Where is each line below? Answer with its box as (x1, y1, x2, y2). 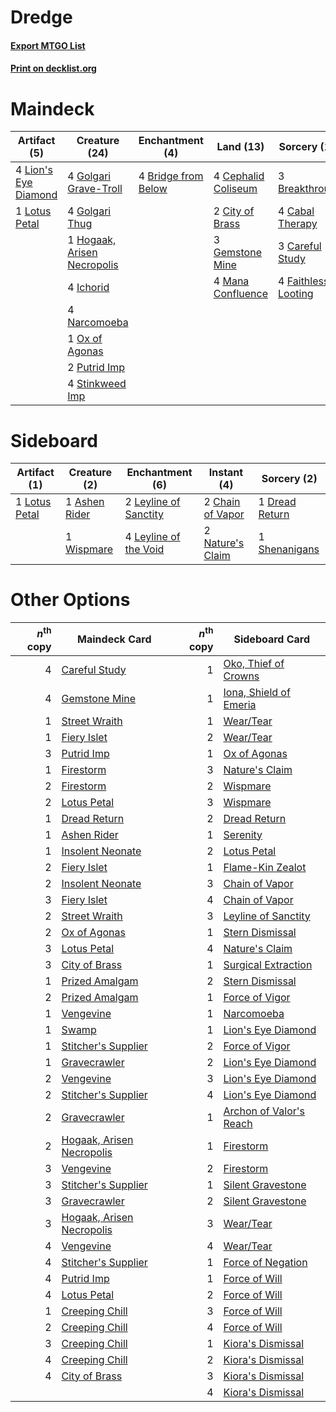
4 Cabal (278, 204, 315, 218)
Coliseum (213, 182, 258, 196)
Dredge (10, 6, 73, 29)
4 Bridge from (138, 169, 204, 183)
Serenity (223, 827, 263, 841)
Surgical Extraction (223, 957, 313, 971)
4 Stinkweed (67, 377, 127, 391)
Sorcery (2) (261, 472, 318, 486)
